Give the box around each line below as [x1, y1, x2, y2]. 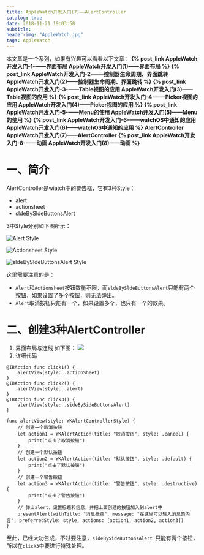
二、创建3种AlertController [6, 323, 146, 337]
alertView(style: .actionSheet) [17, 369, 100, 376]
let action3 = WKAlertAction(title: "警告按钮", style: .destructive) [17, 480, 198, 487]
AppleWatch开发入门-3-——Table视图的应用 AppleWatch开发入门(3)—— [6, 86, 194, 92]
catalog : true [6, 15, 43, 21]
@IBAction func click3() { [6, 396, 75, 402]
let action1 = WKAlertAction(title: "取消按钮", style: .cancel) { [17, 431, 190, 437]
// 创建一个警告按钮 [17, 474, 62, 480]
